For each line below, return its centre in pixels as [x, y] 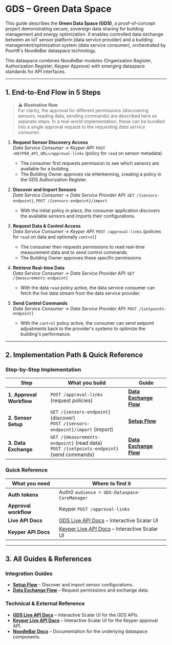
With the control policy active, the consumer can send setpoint [87, 323]
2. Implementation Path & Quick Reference [74, 355]
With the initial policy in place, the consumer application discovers [90, 210]
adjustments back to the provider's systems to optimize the [83, 328]
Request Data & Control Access [47, 226]
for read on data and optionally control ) [55, 237]
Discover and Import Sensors [45, 189]
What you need [31, 483]
